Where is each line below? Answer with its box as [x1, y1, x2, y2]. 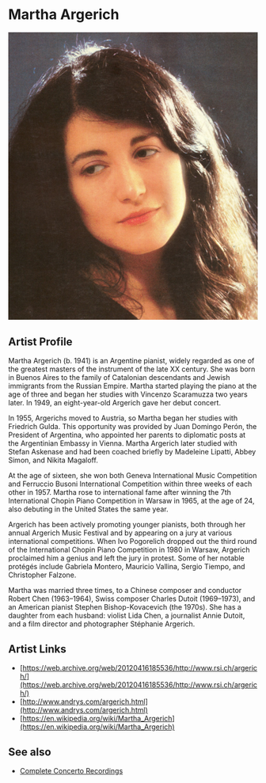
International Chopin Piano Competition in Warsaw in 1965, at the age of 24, [8, 496, 255, 506]
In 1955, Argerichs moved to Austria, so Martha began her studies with [8, 413, 238, 423]
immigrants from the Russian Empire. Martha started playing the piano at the [8, 382, 257, 391]
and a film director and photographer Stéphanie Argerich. [8, 619, 196, 629]
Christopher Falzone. [8, 570, 77, 580]
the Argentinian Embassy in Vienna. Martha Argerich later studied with [8, 439, 237, 448]
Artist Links [8, 642, 67, 656]
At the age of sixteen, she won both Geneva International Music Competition [8, 471, 257, 481]
